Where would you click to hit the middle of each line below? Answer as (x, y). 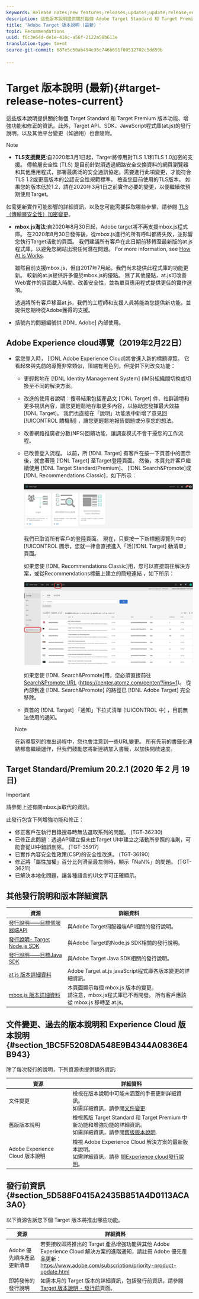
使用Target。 (36, 194)
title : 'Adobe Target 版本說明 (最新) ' (54, 25)
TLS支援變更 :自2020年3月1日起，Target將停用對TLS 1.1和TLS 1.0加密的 (101, 157)
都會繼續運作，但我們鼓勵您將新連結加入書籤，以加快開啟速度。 (98, 748)
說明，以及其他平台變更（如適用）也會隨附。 (61, 133)
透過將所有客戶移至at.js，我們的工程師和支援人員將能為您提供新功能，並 (103, 303)
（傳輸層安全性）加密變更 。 (40, 214)
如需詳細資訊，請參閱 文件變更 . (110, 1108)
